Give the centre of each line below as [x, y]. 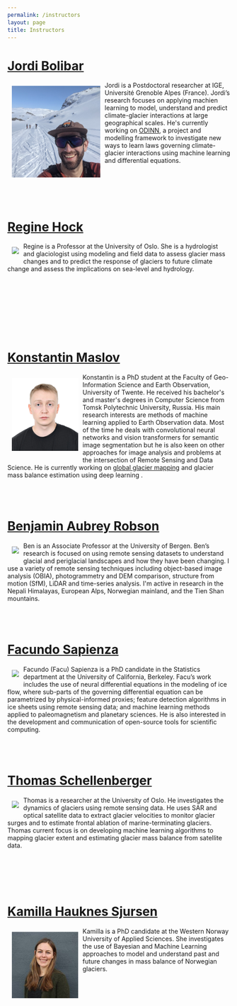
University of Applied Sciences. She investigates [153, 939]
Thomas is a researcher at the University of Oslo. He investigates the [124, 800]
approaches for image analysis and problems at [152, 452]
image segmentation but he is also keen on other [154, 445]
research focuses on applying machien [161, 101]
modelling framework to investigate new [163, 138]
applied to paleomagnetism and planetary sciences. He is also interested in [117, 714]
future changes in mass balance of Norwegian [150, 961]
